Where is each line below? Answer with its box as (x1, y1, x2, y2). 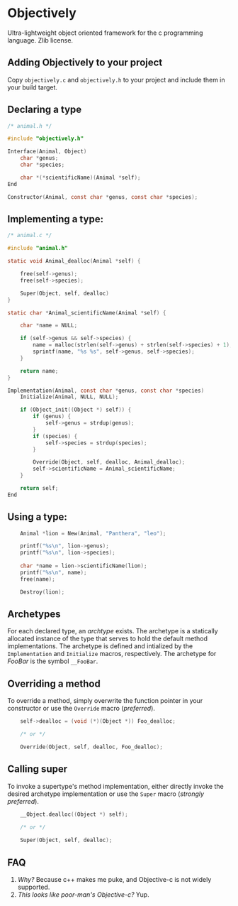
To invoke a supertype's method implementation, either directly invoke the (7, 782, 225, 790)
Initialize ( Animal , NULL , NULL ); (20, 393, 119, 400)
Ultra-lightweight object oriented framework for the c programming (7, 28, 203, 37)
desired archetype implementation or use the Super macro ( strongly (7, 790, 204, 798)
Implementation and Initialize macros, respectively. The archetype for (7, 650, 217, 658)
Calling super (7, 763, 68, 775)
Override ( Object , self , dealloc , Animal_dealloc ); (33, 459, 186, 466)
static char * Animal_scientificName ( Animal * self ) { (7, 309, 166, 317)
